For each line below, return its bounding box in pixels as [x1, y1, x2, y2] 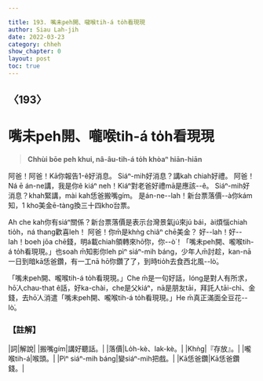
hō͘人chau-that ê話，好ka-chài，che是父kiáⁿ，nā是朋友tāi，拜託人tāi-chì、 [8, 284, 249, 293]
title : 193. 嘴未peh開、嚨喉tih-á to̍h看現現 [8, 18, 145, 26]
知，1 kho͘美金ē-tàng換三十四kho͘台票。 [8, 201, 135, 211]
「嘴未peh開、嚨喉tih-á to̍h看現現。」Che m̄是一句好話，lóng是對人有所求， [8, 273, 252, 283]
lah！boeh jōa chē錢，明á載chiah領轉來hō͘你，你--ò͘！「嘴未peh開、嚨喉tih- [8, 237, 254, 247]
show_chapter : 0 [8, 48, 61, 56]
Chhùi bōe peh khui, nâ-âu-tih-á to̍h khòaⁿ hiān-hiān [27, 155, 203, 164]
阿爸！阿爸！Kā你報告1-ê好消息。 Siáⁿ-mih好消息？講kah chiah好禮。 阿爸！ [8, 171, 255, 181]
